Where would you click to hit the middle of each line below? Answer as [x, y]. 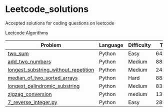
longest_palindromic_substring [44, 86]
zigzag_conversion [30, 94]
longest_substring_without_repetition [51, 69]
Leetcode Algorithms [27, 32]
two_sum [18, 53]
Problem [51, 45]
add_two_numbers [29, 61]
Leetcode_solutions [47, 9]
